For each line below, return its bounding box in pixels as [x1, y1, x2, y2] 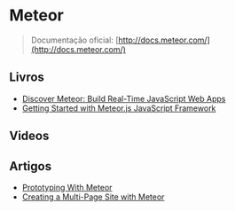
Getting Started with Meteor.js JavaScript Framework [21, 103, 216, 113]
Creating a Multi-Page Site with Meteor [21, 191, 165, 202]
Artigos [9, 159, 51, 174]
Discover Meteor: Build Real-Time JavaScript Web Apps [21, 93, 226, 104]
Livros [9, 70, 44, 85]
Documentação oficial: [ [30, 35, 119, 45]
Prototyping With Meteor [21, 182, 113, 192]
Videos [9, 129, 50, 144]
